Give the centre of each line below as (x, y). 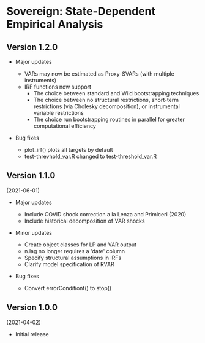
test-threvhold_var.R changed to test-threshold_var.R (91, 156)
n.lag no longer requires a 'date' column (75, 251)
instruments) (40, 80)
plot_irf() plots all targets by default (69, 150)
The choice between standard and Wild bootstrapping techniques (116, 93)
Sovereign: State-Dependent (81, 11)
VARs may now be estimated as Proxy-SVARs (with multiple (99, 74)
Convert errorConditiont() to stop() (68, 288)
